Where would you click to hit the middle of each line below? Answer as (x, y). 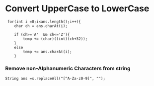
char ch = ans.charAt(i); (41, 26)
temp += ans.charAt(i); (47, 52)
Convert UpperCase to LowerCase (77, 9)
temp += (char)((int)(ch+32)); (55, 39)
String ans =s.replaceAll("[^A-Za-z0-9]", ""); (55, 79)
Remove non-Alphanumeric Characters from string (68, 68)
